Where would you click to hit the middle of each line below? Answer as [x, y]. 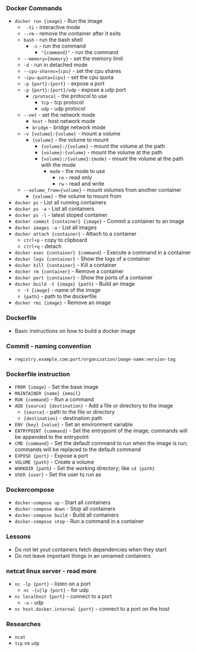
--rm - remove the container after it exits [72, 34]
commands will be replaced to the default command [78, 449]
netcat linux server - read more [51, 571]
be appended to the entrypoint [52, 437]
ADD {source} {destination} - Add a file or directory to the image [94, 406]
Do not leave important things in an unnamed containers [83, 555]
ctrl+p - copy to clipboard [55, 240]
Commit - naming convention [49, 346]
